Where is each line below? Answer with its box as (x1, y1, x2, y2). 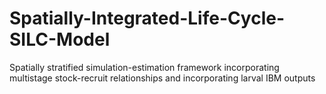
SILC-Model (9, 28, 111, 51)
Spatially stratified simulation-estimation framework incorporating (9, 61, 280, 73)
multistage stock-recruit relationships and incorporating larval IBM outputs (9, 72, 316, 84)
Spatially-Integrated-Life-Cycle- (9, 7, 286, 30)
